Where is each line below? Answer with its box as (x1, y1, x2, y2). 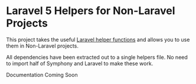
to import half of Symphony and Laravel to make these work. (6, 60, 153, 67)
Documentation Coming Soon (6, 71, 78, 78)
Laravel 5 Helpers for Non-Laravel (6, 4, 175, 18)
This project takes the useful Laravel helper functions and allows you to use (6, 36, 190, 43)
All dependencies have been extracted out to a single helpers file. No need (6, 53, 188, 61)
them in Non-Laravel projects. (6, 42, 79, 49)
